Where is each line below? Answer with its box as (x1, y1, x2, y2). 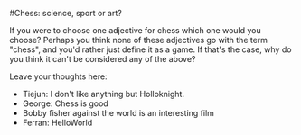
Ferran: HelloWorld (22, 117, 93, 128)
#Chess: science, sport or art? (9, 8, 122, 18)
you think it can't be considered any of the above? (9, 54, 196, 64)
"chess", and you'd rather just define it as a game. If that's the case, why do (9, 44, 292, 55)
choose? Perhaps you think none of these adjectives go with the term (9, 35, 268, 45)
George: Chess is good (22, 98, 108, 109)
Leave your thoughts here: (9, 71, 108, 82)
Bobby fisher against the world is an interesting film (22, 108, 215, 118)
